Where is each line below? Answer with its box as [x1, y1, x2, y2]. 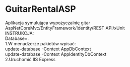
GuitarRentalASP [5, 3, 76, 15]
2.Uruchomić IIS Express [5, 56, 56, 62]
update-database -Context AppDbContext [5, 46, 91, 52]
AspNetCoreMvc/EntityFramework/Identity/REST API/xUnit [5, 25, 125, 31]
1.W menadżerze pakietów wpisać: [5, 40, 76, 46]
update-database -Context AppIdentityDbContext [5, 51, 107, 57]
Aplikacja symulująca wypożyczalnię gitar [5, 20, 91, 26]
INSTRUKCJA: [5, 30, 34, 36]
